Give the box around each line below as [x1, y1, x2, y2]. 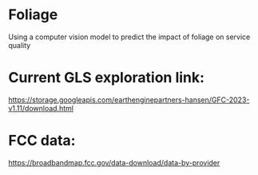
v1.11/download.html [8, 103, 74, 113]
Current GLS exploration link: [8, 69, 205, 87]
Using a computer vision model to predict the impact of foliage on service [8, 32, 251, 42]
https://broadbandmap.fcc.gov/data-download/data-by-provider [8, 157, 220, 167]
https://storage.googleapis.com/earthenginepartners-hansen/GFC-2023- [8, 94, 250, 105]
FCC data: [8, 132, 76, 149]
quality [8, 40, 31, 50]
